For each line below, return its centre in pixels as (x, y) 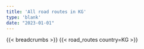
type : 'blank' (24, 17)
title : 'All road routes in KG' (46, 12)
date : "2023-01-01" (30, 23)
